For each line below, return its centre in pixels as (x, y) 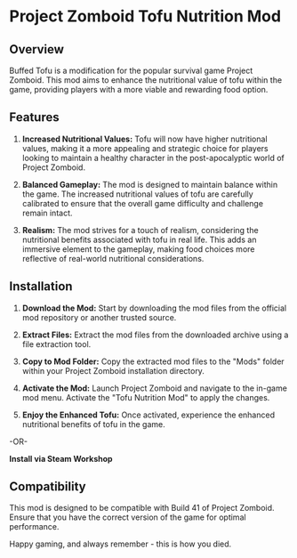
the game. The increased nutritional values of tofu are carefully (137, 194)
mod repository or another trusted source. (99, 317)
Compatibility (48, 487)
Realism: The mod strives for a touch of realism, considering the (140, 230)
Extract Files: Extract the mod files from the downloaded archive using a (155, 335)
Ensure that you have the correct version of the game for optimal (128, 517)
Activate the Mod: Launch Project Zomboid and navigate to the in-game (154, 388)
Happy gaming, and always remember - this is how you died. (120, 544)
